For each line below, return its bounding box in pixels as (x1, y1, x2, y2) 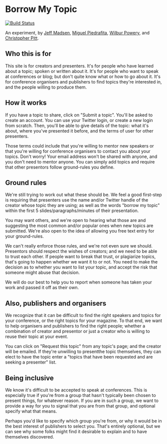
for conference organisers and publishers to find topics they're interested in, (5, 78, 162, 84)
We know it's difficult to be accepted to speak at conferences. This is (5, 387, 148, 393)
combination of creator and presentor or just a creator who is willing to (5, 328, 151, 334)
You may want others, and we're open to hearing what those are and (5, 217, 146, 223)
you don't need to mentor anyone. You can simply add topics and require (5, 158, 155, 164)
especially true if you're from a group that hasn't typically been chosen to (5, 392, 156, 398)
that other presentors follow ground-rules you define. (5, 164, 115, 170)
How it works (5, 98, 47, 107)
